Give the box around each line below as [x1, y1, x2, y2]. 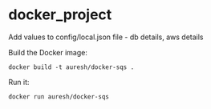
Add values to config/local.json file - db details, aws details [8, 32, 204, 42]
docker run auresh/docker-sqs [8, 92, 110, 101]
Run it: [8, 77, 30, 87]
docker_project [8, 6, 112, 24]
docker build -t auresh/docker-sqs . [8, 63, 135, 71]
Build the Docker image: [8, 47, 88, 57]
